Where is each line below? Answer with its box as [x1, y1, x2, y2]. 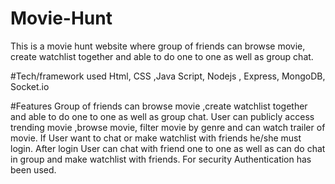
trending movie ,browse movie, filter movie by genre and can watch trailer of [10, 121, 326, 133]
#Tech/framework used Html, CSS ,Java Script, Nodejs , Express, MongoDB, [10, 70, 326, 82]
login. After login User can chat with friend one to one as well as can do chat [10, 142, 326, 154]
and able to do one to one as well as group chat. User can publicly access [10, 110, 315, 122]
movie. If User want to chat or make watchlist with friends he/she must [10, 132, 302, 144]
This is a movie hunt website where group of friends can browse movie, [10, 40, 306, 52]
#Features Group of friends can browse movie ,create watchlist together [10, 100, 308, 112]
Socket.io [10, 80, 50, 92]
